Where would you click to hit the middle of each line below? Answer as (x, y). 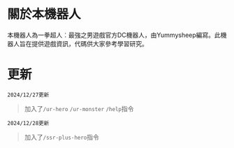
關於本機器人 (44, 14)
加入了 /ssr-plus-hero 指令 (62, 137)
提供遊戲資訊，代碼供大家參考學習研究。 (89, 43)
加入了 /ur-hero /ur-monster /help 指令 (79, 108)
